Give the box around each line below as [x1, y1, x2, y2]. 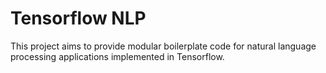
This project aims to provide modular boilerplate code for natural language [10, 40, 317, 52]
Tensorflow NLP [10, 7, 147, 30]
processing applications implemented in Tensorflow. [10, 50, 225, 62]
